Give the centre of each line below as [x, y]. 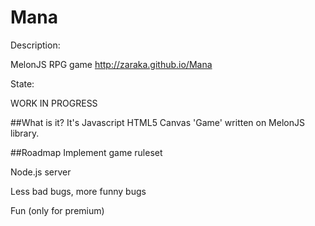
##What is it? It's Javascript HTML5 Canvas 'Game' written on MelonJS [157, 122]
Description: [35, 45]
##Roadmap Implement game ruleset [86, 152]
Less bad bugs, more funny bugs [78, 191]
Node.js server [41, 172]
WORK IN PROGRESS [54, 103]
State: [22, 83]
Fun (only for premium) [57, 210]
